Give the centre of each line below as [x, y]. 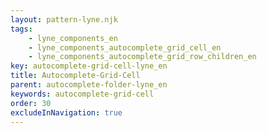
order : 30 [31, 103]
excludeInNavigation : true [66, 112]
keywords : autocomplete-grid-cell [82, 94]
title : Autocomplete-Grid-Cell [75, 76]
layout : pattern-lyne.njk [64, 19]
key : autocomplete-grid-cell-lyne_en [89, 66]
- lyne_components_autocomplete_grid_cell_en [125, 47]
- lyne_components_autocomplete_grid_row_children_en [142, 57]
